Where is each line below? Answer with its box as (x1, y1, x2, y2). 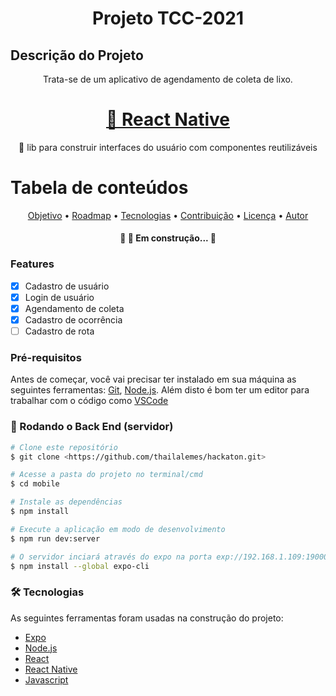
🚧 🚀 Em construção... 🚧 (119, 232, 217, 244)
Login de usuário (24, 291, 95, 303)
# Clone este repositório (10, 442, 118, 452)
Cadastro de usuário (24, 280, 110, 292)
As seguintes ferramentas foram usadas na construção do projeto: (10, 612, 284, 624)
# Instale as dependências (10, 497, 123, 507)
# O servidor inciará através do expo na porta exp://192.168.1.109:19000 (10, 552, 329, 562)
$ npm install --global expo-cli (10, 561, 150, 571)
